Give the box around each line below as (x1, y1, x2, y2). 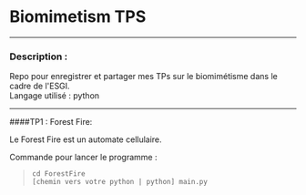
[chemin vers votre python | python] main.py (31, 178, 208, 187)
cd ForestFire (31, 169, 86, 179)
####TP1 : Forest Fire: (9, 117, 93, 128)
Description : (9, 50, 68, 63)
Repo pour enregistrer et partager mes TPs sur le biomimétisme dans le (9, 71, 278, 82)
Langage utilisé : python (9, 90, 100, 101)
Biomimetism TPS (9, 6, 147, 27)
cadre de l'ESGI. (9, 80, 70, 92)
